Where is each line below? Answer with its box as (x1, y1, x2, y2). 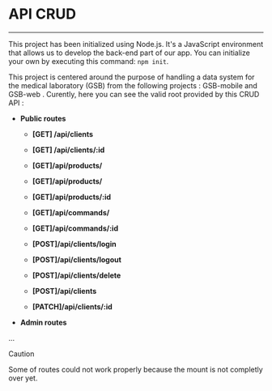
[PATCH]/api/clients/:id (32, 301, 113, 312)
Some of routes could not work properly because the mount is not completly (8, 364, 263, 374)
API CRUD (8, 5, 77, 23)
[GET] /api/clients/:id (32, 145, 105, 155)
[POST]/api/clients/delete (32, 270, 121, 280)
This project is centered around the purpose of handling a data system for (8, 72, 255, 82)
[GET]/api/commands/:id (32, 223, 119, 233)
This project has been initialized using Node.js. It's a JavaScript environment (8, 39, 264, 49)
